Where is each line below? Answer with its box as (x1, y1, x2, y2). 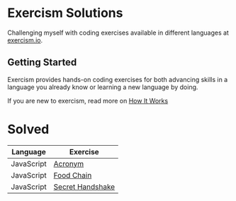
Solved (7, 121, 50, 137)
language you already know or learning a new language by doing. (7, 83, 198, 91)
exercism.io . (7, 35, 43, 44)
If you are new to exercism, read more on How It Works (7, 96, 169, 105)
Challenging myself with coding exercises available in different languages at (7, 28, 229, 37)
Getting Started (7, 57, 77, 69)
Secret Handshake (53, 182, 116, 192)
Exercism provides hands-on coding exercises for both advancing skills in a (7, 75, 228, 84)
